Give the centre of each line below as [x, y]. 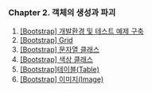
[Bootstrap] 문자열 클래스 [60, 50]
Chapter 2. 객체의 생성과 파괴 [62, 12]
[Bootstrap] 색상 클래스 [57, 59]
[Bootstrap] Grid [46, 40]
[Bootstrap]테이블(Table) [59, 70]
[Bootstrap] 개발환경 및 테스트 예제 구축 [82, 31]
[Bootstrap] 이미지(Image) [62, 79]
